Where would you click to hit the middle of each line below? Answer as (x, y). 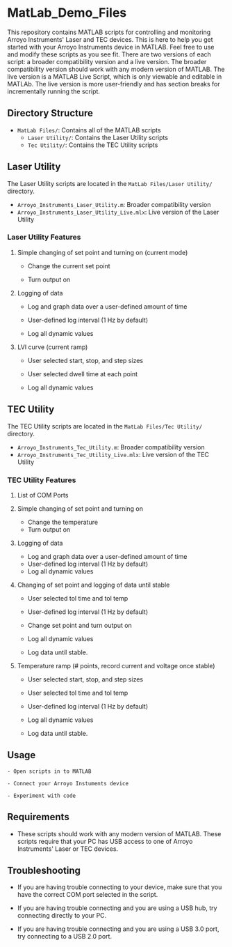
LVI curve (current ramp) (52, 347)
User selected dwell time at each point (82, 374)
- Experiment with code (42, 796)
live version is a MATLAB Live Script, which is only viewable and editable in (115, 76)
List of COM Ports (43, 495)
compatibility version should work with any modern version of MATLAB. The (116, 69)
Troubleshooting (44, 870)
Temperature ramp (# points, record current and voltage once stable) (116, 665)
